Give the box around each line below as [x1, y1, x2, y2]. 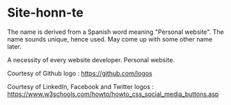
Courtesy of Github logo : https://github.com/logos [7, 69, 152, 77]
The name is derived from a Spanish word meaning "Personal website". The [7, 28, 224, 36]
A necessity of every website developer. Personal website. [7, 55, 175, 64]
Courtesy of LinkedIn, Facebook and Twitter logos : [7, 82, 154, 90]
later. [7, 42, 22, 50]
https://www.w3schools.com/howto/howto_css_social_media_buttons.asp [7, 90, 219, 98]
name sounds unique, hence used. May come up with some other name [7, 35, 213, 43]
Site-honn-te [7, 5, 83, 21]
